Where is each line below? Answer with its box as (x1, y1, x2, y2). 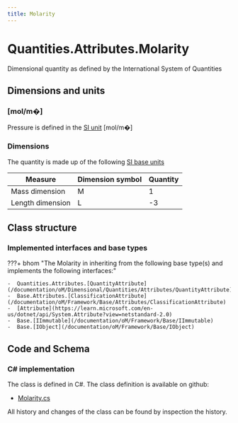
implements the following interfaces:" (7, 267, 117, 275)
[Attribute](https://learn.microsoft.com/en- (16, 305, 154, 312)
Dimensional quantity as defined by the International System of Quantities (7, 64, 222, 73)
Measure (25, 174, 57, 184)
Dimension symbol (77, 174, 142, 184)
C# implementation (7, 364, 75, 373)
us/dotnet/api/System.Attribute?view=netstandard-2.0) (7, 311, 173, 318)
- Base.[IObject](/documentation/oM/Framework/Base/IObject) (7, 323, 195, 331)
